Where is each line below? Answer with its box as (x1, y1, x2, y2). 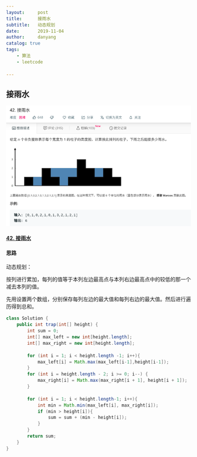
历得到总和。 (6, 303, 37, 310)
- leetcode (16, 59, 43, 65)
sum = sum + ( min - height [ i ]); (47, 415, 127, 421)
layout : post (6, 9, 49, 15)
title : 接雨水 (6, 15, 51, 22)
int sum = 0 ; (27, 328, 59, 334)
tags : (6, 47, 19, 53)
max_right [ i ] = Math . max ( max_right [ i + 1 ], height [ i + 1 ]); (37, 378, 188, 384)
